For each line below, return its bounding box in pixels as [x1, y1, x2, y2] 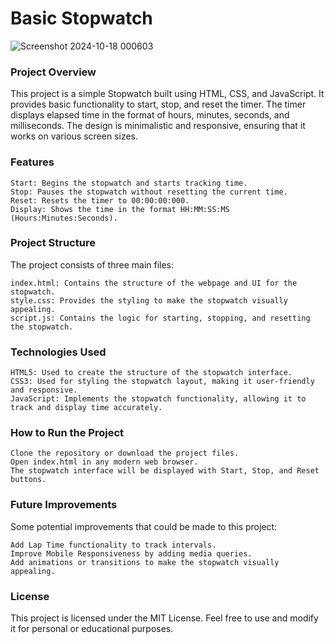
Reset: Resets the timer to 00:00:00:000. [10, 195, 190, 206]
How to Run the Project [10, 426, 125, 440]
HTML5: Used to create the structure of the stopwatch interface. [10, 368, 293, 378]
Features [10, 155, 55, 169]
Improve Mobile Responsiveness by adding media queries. [10, 548, 253, 559]
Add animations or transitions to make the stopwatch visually [10, 557, 280, 567]
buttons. [10, 475, 47, 485]
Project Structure [10, 236, 96, 250]
